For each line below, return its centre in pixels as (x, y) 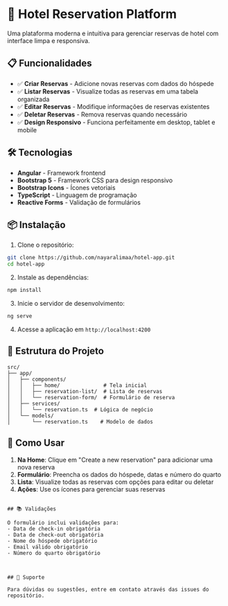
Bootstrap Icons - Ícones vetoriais (66, 187)
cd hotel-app (26, 264)
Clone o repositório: (45, 245)
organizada (33, 99)
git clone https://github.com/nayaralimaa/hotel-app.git (91, 258)
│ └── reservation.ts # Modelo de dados (80, 422)
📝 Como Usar (36, 443)
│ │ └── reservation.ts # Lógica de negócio (80, 409)
